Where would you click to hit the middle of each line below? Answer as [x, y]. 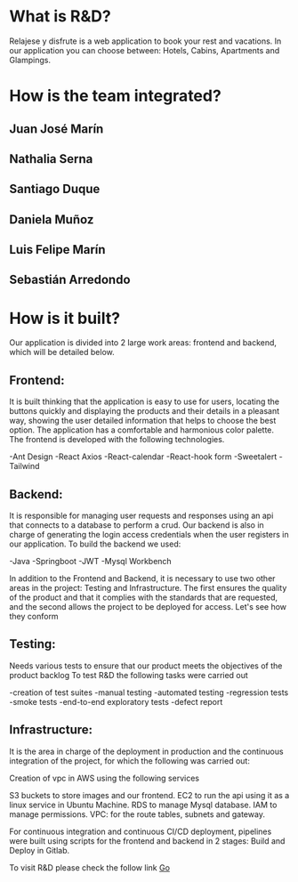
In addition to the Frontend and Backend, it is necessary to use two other [142, 579]
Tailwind [24, 466]
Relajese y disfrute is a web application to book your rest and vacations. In [145, 41]
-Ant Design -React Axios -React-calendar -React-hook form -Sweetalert [143, 457]
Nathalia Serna [51, 159]
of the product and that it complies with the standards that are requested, [144, 597]
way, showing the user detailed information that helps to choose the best [143, 421]
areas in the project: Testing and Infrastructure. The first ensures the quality [148, 588]
